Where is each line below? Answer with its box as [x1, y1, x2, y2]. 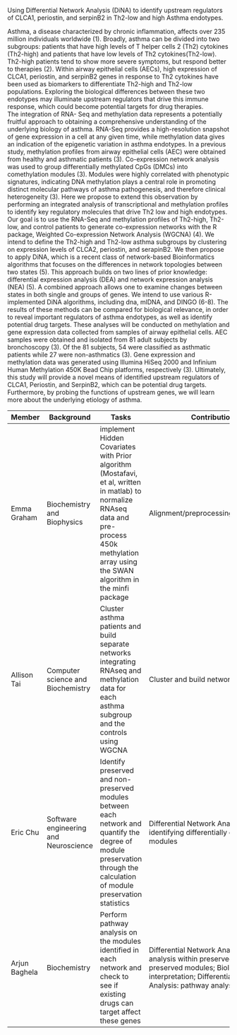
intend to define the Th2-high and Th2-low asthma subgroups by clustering [7, 238, 227, 246]
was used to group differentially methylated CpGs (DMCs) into [7, 163, 188, 170]
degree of [99, 836, 133, 846]
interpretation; [149, 972, 196, 981]
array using [99, 557, 138, 567]
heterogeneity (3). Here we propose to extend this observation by [7, 192, 198, 201]
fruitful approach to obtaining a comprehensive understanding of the [7, 117, 207, 126]
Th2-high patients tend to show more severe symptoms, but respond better [7, 57, 227, 66]
